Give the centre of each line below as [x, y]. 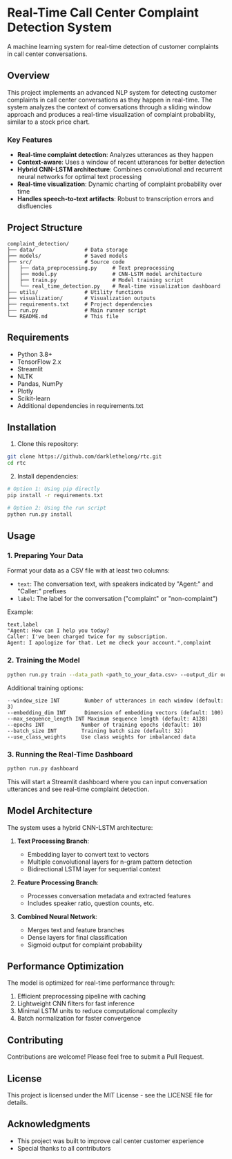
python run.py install [40, 514]
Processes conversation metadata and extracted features [109, 896]
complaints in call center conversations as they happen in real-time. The [110, 100]
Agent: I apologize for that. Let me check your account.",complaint [109, 643]
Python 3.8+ [35, 354]
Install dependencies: [48, 476]
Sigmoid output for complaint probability [85, 945]
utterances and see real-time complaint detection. [78, 789]
